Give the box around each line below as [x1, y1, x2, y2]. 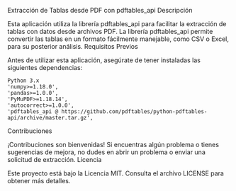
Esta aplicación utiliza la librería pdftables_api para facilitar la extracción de [7, 20, 227, 28]
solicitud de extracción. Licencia [7, 156, 102, 163]
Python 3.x [7, 77, 40, 84]
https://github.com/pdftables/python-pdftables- [61, 108, 208, 115]
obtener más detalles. [7, 177, 71, 185]
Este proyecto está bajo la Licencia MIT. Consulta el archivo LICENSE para [7, 169, 225, 178]
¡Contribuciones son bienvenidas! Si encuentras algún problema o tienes [7, 141, 220, 149]
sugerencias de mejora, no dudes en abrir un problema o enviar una [7, 148, 206, 156]
